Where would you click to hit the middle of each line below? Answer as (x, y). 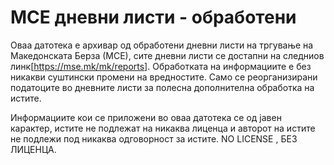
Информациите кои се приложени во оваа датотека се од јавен (146, 117)
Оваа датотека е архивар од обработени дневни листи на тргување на (162, 45)
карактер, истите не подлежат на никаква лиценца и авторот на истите (163, 128)
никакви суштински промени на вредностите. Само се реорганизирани (164, 77)
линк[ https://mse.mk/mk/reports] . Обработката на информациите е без (161, 66)
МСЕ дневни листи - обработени (153, 17)
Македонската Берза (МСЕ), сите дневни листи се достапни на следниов (167, 55)
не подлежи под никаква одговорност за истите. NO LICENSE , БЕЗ (154, 138)
